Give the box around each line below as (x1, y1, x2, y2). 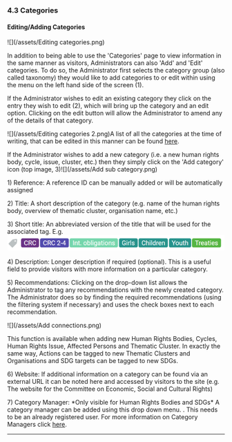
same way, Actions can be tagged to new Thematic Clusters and (7, 349, 191, 358)
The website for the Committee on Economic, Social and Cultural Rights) (7, 385, 213, 393)
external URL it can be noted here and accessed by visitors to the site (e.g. (7, 378, 220, 386)
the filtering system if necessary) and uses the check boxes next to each (7, 300, 214, 309)
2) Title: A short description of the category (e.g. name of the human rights (7, 199, 220, 208)
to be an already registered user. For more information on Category (7, 413, 198, 421)
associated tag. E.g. (7, 228, 64, 236)
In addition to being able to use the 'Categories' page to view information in (7, 51, 222, 60)
